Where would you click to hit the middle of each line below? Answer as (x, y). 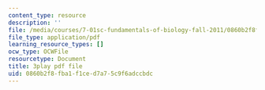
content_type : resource (47, 15)
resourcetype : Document (47, 59)
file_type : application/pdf (54, 37)
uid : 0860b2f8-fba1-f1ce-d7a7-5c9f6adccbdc (81, 74)
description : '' (35, 23)
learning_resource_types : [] (56, 45)
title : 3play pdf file (45, 67)
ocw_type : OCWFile (38, 52)
